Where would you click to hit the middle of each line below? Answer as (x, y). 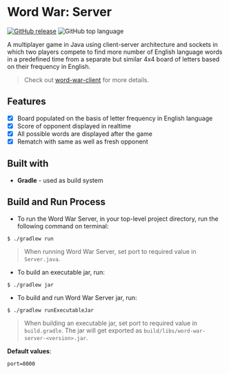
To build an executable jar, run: (61, 272)
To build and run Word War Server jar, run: (77, 297)
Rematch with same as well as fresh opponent (82, 141)
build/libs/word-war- (175, 331)
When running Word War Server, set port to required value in (110, 251)
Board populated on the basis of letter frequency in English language (115, 118)
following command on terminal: (63, 226)
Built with (28, 164)
